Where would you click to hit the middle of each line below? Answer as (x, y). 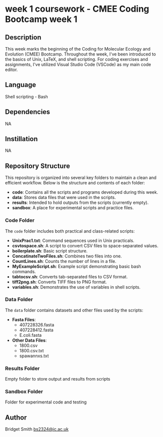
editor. (11, 70)
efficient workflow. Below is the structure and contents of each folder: (75, 183)
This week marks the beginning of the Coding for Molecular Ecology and (78, 49)
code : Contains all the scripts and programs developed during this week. (85, 192)
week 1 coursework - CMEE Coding (77, 9)
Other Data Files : (29, 340)
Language (21, 85)
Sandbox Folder (24, 392)
